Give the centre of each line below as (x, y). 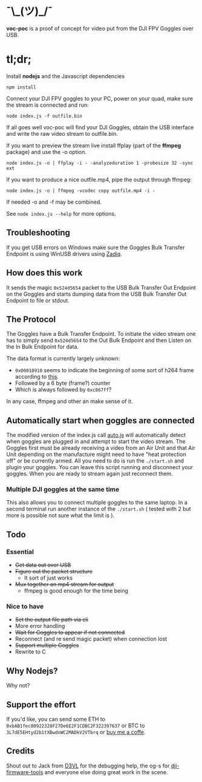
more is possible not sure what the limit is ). (60, 515)
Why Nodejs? (32, 671)
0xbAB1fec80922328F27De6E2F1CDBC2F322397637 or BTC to (76, 726)
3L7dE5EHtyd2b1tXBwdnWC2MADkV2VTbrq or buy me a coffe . (76, 732)
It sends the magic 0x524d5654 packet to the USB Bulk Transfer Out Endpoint (101, 287)
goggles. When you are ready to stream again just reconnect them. (90, 474)
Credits (21, 751)
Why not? (18, 686)
